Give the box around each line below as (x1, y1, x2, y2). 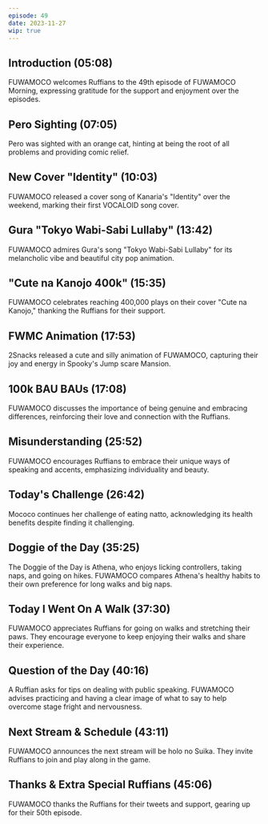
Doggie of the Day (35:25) (8, 541, 140, 554)
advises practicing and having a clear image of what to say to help (8, 694, 227, 703)
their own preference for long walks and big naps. (8, 579, 173, 589)
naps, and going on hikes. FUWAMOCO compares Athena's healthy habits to (8, 570, 261, 580)
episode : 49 (8, 11, 48, 20)
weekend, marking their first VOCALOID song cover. (8, 200, 180, 210)
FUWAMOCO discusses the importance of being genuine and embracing (8, 403, 248, 413)
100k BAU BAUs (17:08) (8, 382, 127, 396)
